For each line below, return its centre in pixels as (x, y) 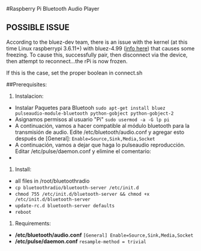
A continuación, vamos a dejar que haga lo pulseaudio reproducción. (100, 145)
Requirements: (33, 223)
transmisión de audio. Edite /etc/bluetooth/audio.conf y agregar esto (100, 132)
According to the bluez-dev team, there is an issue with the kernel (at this (97, 42)
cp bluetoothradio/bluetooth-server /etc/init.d (77, 188)
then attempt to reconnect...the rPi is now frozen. (67, 61)
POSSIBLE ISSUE (38, 27)
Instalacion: (29, 96)
